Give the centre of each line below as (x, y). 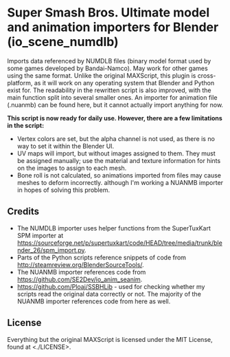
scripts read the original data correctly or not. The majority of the (109, 294)
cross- (207, 75)
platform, (20, 83)
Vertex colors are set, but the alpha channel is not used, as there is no (116, 138)
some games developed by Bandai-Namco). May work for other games (107, 68)
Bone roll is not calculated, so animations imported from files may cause (119, 175)
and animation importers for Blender (113, 27)
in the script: (26, 125)
